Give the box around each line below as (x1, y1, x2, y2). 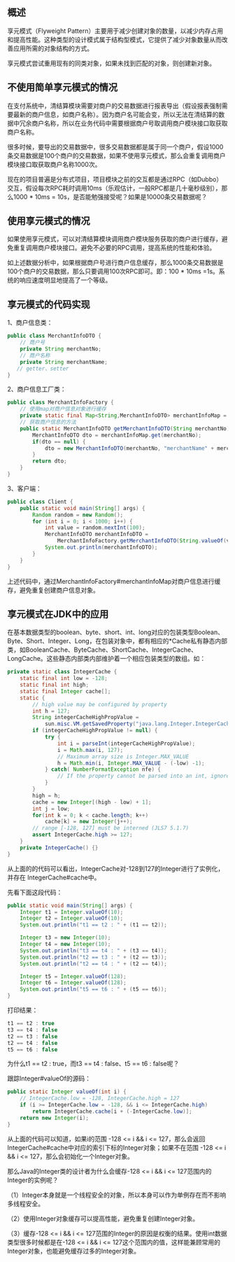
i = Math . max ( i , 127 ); (57, 746, 124, 753)
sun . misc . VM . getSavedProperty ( (44, 720, 136, 727)
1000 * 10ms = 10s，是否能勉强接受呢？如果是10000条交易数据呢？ (13, 192, 208, 201)
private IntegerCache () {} (20, 844, 99, 851)
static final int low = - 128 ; (20, 675, 108, 682)
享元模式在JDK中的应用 (7, 608, 109, 620)
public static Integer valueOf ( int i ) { (7, 1088, 127, 1095)
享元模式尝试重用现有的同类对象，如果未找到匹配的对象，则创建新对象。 (7, 59, 215, 67)
